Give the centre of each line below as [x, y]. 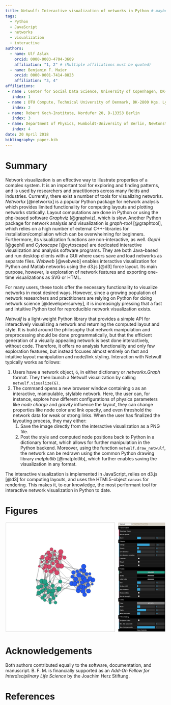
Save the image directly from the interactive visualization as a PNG [90, 426]
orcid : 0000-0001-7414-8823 [44, 75]
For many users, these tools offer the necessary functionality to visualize [81, 287]
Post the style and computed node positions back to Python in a [87, 437]
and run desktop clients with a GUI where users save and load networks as [84, 255]
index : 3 [21, 118]
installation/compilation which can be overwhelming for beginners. [75, 234]
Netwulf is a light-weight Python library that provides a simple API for [78, 319]
